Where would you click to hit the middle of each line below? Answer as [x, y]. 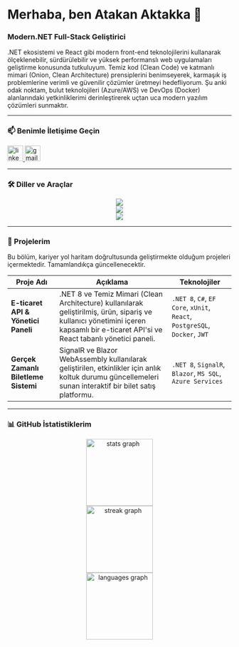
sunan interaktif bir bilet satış [108, 386]
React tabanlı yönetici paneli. [107, 339]
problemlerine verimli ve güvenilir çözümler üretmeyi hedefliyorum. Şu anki [117, 83]
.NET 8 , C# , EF [194, 299]
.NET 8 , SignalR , [198, 365]
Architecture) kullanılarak [101, 303]
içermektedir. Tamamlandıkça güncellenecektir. [76, 265]
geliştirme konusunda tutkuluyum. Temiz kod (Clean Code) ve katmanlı [111, 68]
